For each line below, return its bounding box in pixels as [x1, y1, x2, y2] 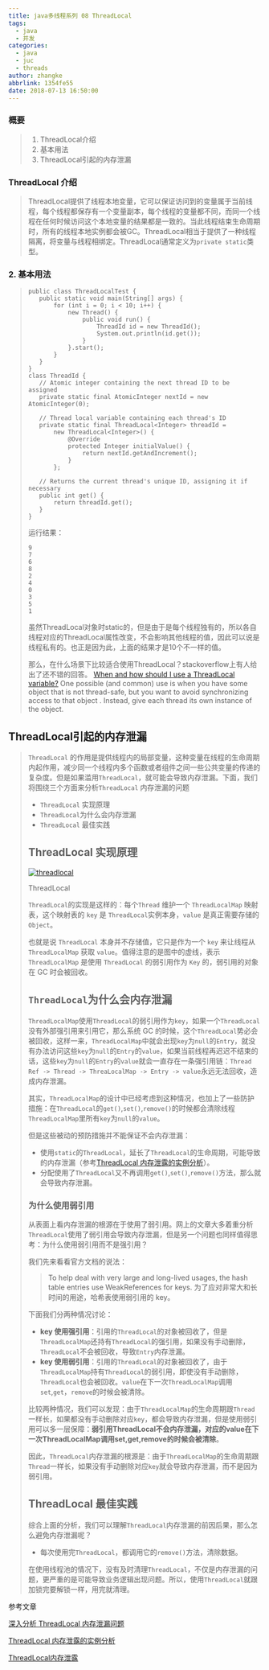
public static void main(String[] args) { [39, 294, 183, 302]
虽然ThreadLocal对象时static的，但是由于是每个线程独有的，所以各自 [27, 623, 257, 632]
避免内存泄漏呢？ [35, 1530, 92, 1540]
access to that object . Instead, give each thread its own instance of [27, 696, 253, 705]
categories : [8, 42, 48, 50]
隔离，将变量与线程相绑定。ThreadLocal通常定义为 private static [27, 237, 247, 246]
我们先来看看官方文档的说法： [27, 1257, 127, 1266]
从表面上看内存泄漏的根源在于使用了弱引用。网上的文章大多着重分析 [27, 1220, 254, 1229]
